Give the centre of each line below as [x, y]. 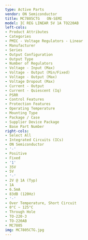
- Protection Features [28, 104]
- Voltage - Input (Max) [30, 68]
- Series [14, 50]
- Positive [16, 153]
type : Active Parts [25, 9]
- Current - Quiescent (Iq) [33, 90]
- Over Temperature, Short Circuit [41, 203]
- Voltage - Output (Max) [31, 77]
